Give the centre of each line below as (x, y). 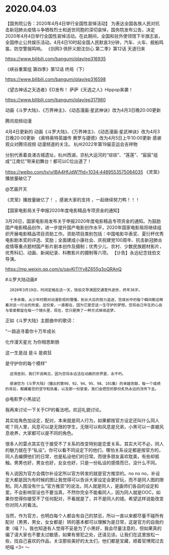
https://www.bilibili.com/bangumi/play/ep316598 (56, 79)
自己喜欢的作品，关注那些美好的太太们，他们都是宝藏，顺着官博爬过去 (91, 541)
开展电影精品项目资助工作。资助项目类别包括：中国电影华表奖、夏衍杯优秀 (87, 234)
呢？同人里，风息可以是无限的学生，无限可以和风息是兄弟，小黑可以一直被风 (84, 426)
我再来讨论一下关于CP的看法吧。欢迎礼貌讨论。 (55, 410)
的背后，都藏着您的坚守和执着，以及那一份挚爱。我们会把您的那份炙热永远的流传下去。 (82, 389)
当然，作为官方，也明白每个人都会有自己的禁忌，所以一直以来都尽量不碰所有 (84, 516)
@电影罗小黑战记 (23, 399)
